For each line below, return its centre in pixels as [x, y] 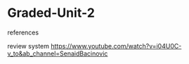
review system [28, 46]
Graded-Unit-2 [51, 13]
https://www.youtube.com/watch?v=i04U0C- [116, 46]
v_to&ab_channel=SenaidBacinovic [58, 53]
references [23, 32]
